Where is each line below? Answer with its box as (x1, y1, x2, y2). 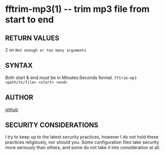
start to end (5, 14, 54, 25)
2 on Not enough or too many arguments (5, 47, 87, 53)
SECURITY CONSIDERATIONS (5, 121, 99, 130)
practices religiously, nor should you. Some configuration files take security (5, 139, 160, 145)
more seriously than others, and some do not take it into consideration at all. (5, 145, 161, 151)
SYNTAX (5, 61, 33, 70)
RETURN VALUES (5, 34, 59, 42)
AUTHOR (5, 93, 34, 102)
